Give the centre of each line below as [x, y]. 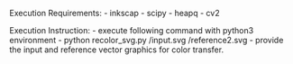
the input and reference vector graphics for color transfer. [116, 50]
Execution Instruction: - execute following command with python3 [132, 30]
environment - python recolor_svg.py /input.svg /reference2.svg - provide [146, 40]
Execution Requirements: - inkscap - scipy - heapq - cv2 [114, 13]
